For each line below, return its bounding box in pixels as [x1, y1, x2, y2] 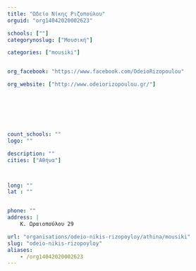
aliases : [7, 246, 33, 253]
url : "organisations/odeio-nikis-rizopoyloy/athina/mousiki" [7, 233, 191, 241]
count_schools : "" [7, 131, 61, 138]
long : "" [7, 182, 33, 189]
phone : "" [7, 207, 37, 214]
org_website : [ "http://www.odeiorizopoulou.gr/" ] [7, 81, 157, 88]
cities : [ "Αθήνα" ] [7, 156, 61, 163]
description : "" [7, 150, 55, 157]
